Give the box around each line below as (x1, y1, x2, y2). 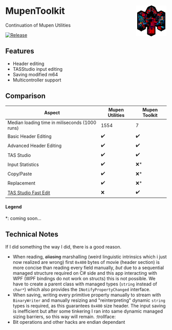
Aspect (44, 109, 60, 115)
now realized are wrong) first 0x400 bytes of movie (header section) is (12, 259, 160, 265)
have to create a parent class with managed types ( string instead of (12, 281, 157, 287)
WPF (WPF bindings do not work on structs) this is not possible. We (12, 275, 156, 281)
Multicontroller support (12, 77, 61, 83)
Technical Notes (5, 230, 59, 239)
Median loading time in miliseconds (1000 (7, 119, 96, 126)
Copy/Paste (7, 171, 32, 177)
